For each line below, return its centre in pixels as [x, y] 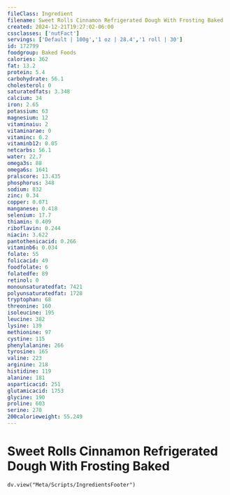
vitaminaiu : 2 [28, 124]
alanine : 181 [26, 378]
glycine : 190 [26, 397]
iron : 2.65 [23, 105]
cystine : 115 [26, 339]
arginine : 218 [28, 365]
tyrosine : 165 [28, 352]
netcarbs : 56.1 [29, 150]
